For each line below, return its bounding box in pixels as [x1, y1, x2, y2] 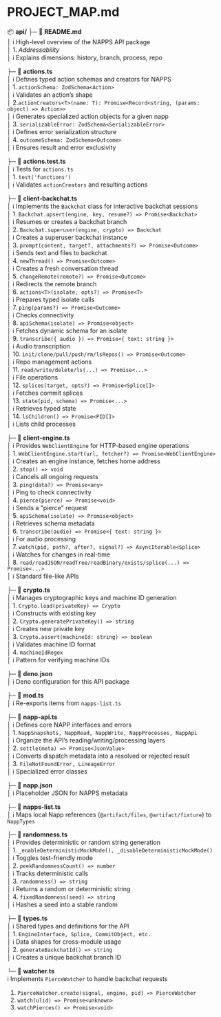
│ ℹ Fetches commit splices [7, 389, 83, 397]
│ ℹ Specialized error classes [7, 767, 88, 775]
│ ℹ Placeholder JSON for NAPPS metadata [7, 789, 129, 797]
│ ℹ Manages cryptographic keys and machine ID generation [7, 593, 177, 601]
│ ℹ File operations [7, 373, 59, 381]
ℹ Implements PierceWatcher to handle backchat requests [7, 974, 168, 982]
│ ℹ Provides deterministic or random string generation [7, 838, 160, 846]
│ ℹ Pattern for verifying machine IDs [7, 655, 110, 664]
